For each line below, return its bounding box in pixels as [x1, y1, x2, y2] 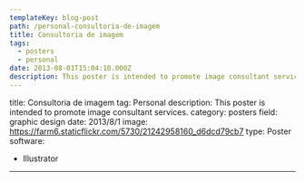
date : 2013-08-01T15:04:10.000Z [9, 64, 132, 73]
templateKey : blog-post [9, 13, 100, 23]
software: [9, 135, 45, 146]
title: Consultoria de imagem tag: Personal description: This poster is [9, 97, 266, 108]
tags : [9, 38, 30, 48]
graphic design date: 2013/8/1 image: [9, 116, 148, 127]
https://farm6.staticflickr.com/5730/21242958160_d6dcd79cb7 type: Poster [9, 126, 292, 137]
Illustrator [22, 153, 59, 164]
